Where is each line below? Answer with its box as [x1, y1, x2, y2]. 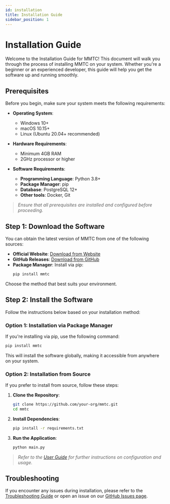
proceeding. [17, 207, 43, 214]
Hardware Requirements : [12, 141, 67, 147]
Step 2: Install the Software [5, 296, 93, 304]
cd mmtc [12, 406, 29, 412]
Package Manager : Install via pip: [12, 261, 83, 268]
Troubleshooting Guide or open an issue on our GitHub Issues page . [5, 493, 148, 499]
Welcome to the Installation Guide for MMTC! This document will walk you [5, 56, 160, 62]
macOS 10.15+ [20, 125, 50, 131]
